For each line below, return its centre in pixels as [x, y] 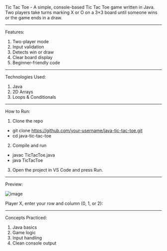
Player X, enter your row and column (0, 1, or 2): [54, 203]
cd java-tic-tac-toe [32, 136]
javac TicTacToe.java [34, 155]
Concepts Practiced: [26, 218]
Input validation [28, 47]
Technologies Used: [26, 77]
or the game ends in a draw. [34, 18]
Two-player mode [30, 41]
